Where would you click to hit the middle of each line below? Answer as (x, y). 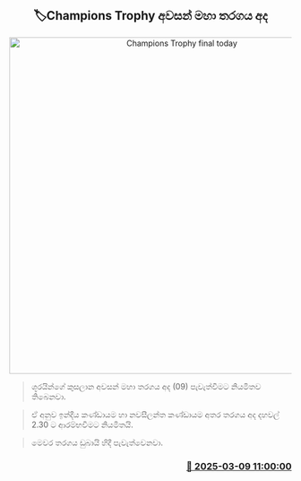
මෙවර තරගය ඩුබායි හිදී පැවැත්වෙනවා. (97, 442)
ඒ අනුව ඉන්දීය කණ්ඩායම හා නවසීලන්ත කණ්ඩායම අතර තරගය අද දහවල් (155, 414)
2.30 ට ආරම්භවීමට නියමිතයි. (82, 424)
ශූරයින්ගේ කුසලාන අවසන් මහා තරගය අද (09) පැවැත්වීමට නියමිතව (146, 386)
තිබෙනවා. (48, 396)
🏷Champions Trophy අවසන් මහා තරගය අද (150, 16)
